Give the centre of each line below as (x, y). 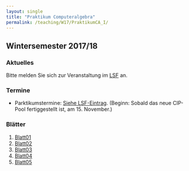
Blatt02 (23, 143)
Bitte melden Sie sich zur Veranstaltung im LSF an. (67, 75)
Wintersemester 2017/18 (52, 46)
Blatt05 (23, 162)
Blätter (16, 124)
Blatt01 (23, 137)
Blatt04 (23, 156)
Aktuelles (20, 62)
